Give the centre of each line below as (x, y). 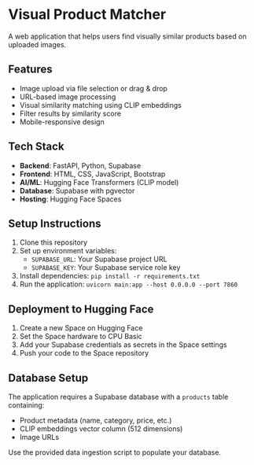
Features (30, 70)
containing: (26, 405)
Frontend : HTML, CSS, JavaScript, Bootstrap (92, 174)
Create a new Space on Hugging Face (81, 328)
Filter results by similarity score (70, 113)
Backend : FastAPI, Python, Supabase (80, 165)
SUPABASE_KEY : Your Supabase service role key (106, 268)
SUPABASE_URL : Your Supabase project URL (99, 259)
